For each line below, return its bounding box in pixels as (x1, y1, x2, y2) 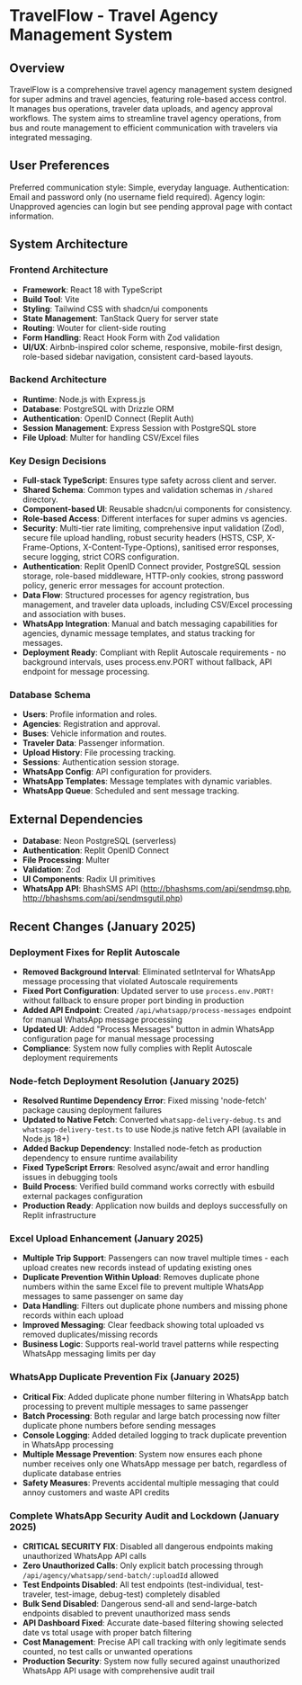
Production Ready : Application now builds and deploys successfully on (22, 1200, 288, 1211)
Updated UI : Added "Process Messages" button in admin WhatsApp (22, 1023, 275, 1035)
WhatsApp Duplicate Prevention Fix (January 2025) (9, 1371, 240, 1384)
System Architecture (9, 237, 129, 252)
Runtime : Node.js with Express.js (22, 393, 146, 405)
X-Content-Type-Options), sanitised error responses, (82, 542, 280, 553)
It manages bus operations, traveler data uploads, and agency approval (9, 103, 273, 113)
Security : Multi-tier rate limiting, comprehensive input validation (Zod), (22, 523, 285, 533)
